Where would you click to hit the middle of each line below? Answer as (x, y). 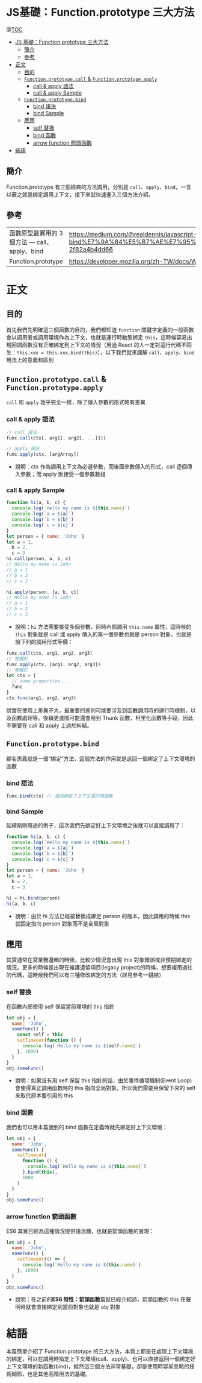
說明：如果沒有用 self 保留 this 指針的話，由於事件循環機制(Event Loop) (103, 1080)
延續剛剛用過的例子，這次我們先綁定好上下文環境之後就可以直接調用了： (96, 825)
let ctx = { (21, 676)
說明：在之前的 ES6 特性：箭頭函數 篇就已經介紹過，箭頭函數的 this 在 (100, 1299)
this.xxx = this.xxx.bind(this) (57, 353)
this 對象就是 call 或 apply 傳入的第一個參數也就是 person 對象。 (95, 634)
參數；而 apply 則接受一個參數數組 (63, 474)
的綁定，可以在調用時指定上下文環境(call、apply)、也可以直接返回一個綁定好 (101, 1359)
